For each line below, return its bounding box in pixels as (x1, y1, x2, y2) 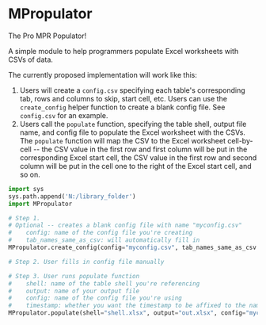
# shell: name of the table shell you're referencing (8, 279, 200, 288)
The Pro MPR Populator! (8, 31, 87, 40)
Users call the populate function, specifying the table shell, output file (19, 119, 247, 128)
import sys (8, 185, 44, 193)
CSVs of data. (8, 55, 54, 64)
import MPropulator (8, 200, 73, 208)
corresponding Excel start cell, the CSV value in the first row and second (19, 152, 257, 162)
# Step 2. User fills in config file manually (8, 258, 165, 266)
